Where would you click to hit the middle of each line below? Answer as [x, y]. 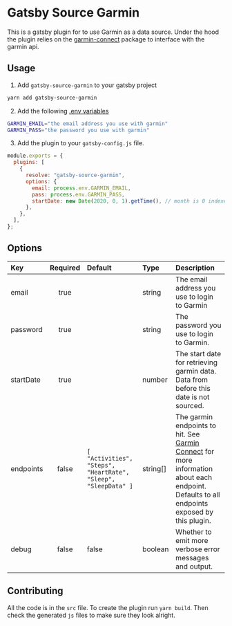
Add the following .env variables [63, 111]
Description [195, 268]
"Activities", [110, 458]
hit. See [188, 434]
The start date [199, 353]
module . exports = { [35, 156]
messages [192, 558]
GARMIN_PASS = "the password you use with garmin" [78, 130]
